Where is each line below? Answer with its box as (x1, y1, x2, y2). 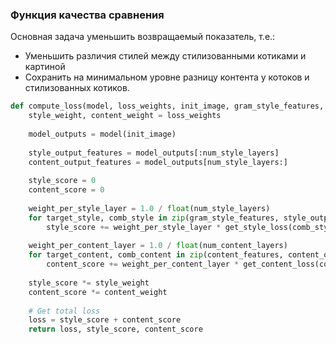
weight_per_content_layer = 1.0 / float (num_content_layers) (28, 241, 288, 251)
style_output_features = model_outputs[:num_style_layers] (28, 148, 280, 158)
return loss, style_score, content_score (28, 324, 203, 335)
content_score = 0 (28, 185, 105, 195)
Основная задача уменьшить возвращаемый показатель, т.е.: (10, 31, 276, 43)
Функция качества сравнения (10, 8, 165, 22)
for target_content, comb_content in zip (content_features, (28, 250, 284, 260)
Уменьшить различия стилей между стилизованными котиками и (24, 50, 307, 62)
